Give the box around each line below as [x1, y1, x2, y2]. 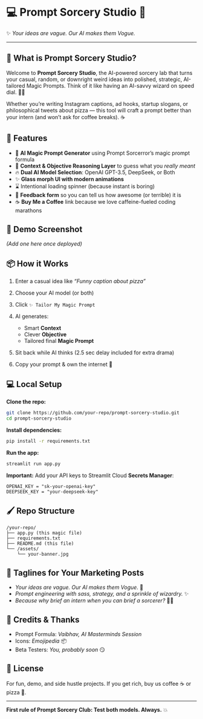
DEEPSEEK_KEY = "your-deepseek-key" [6, 489, 98, 495]
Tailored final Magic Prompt [24, 337, 94, 345]
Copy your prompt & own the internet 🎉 [14, 361, 113, 368]
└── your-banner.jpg [17, 551, 69, 558]
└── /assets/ [6, 546, 39, 552]
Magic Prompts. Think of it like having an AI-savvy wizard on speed [26, 82, 195, 89]
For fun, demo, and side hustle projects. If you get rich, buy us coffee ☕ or [6, 680, 192, 687]
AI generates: [14, 313, 49, 320]
